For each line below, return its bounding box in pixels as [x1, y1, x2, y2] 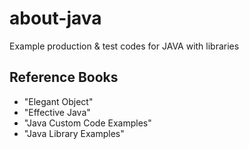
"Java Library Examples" [23, 127, 125, 139]
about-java [9, 7, 102, 30]
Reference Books [9, 69, 119, 86]
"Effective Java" [23, 106, 91, 118]
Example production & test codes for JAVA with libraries [9, 40, 240, 52]
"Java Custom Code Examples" [23, 117, 152, 129]
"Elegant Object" [23, 95, 94, 107]
